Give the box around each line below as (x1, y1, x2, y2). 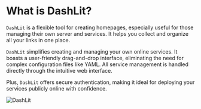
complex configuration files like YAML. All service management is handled (6, 61, 189, 68)
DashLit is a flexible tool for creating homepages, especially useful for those (6, 24, 194, 31)
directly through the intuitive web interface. (6, 67, 112, 74)
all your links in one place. (6, 36, 71, 43)
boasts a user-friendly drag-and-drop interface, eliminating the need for (6, 54, 184, 61)
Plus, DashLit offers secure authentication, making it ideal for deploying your (6, 79, 195, 86)
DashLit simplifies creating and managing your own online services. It (6, 48, 178, 55)
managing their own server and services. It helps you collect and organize (6, 30, 189, 37)
